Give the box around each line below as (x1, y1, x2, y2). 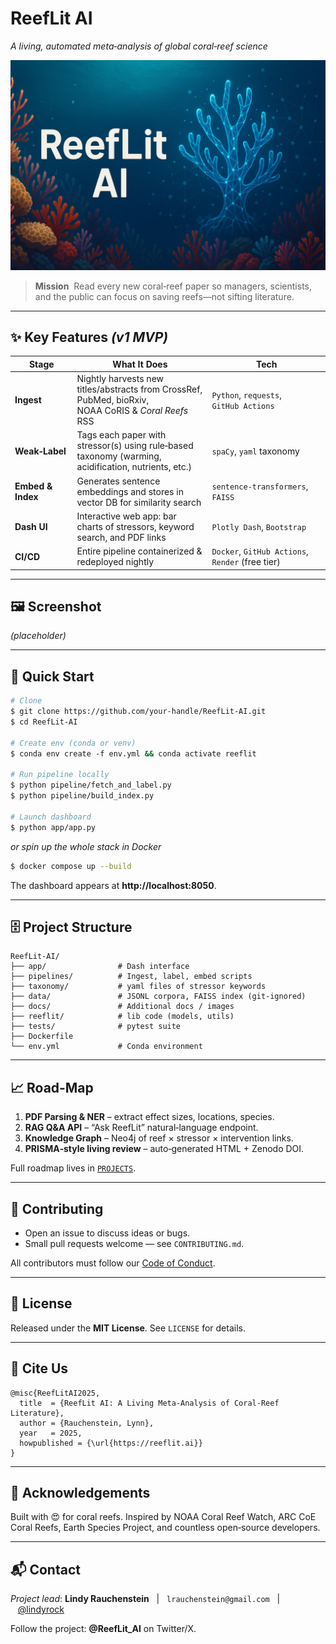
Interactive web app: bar (76, 510, 177, 522)
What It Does (112, 358, 168, 370)
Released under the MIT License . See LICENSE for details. (10, 1322, 246, 1334)
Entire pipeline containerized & (76, 545, 203, 557)
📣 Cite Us (10, 1360, 69, 1377)
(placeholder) (10, 630, 67, 642)
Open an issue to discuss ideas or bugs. (24, 1227, 191, 1239)
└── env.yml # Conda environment (10, 1042, 203, 1052)
